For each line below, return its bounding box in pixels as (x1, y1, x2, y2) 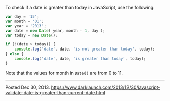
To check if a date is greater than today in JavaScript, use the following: (5, 5, 155, 10)
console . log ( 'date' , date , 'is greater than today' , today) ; (14, 56, 146, 61)
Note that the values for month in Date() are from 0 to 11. (5, 70, 123, 76)
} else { (5, 52, 24, 57)
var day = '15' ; (5, 14, 39, 19)
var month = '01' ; (5, 19, 44, 24)
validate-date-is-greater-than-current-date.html (5, 89, 105, 95)
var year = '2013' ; (5, 23, 47, 28)
